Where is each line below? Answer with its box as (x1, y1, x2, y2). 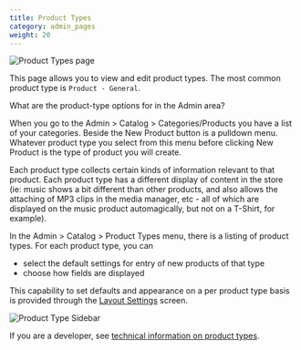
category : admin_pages (9, 22, 96, 31)
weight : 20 (9, 30, 51, 39)
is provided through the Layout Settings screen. (9, 295, 189, 306)
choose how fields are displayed (22, 268, 145, 279)
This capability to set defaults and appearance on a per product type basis (9, 285, 290, 296)
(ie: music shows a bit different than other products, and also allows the (9, 184, 278, 195)
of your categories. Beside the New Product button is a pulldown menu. (9, 128, 278, 139)
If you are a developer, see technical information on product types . (9, 330, 260, 342)
